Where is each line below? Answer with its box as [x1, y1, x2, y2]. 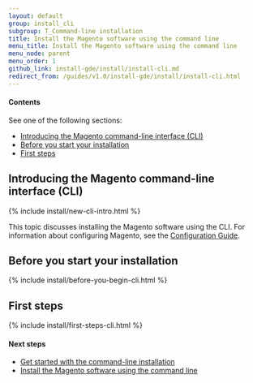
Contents [8, 97, 41, 107]
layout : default [8, 11, 63, 20]
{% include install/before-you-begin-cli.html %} [8, 275, 168, 285]
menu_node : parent [8, 49, 71, 58]
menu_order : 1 [8, 58, 57, 66]
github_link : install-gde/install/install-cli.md [8, 65, 180, 73]
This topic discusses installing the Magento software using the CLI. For [8, 222, 246, 231]
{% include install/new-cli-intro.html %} [8, 206, 141, 216]
